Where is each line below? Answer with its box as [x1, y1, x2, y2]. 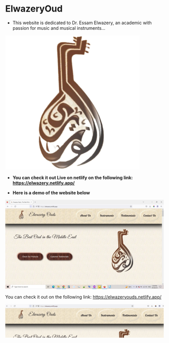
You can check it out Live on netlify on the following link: [12, 174, 133, 180]
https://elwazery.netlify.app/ [12, 180, 75, 186]
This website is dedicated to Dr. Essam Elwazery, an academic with [12, 20, 152, 26]
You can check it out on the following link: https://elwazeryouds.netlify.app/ [5, 294, 162, 300]
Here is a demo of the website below [12, 189, 91, 195]
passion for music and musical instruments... [12, 25, 106, 31]
